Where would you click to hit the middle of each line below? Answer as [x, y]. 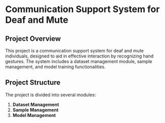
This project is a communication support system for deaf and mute [74, 51]
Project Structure [33, 82]
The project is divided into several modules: [51, 95]
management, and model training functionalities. [56, 67]
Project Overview [33, 39]
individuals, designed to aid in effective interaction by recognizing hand [79, 56]
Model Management [34, 115]
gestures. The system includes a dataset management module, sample [79, 61]
